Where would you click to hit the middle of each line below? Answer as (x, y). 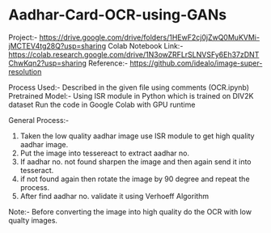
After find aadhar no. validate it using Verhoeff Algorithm (114, 196)
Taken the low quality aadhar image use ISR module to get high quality (137, 136)
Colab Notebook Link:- (146, 45)
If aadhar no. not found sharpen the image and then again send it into (136, 161)
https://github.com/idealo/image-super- (196, 63)
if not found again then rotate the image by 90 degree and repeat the (135, 179)
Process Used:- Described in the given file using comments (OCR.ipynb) (129, 87)
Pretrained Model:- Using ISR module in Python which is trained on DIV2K (131, 95)
